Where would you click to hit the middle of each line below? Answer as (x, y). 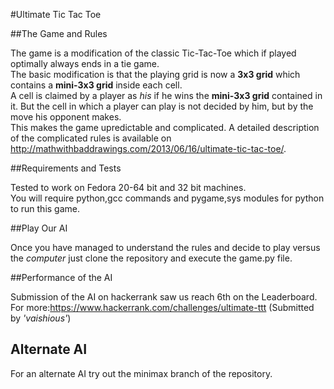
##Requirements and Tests (66, 168)
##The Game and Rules (59, 33)
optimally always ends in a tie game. (85, 63)
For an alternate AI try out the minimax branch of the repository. (141, 373)
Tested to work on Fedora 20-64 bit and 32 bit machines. (128, 187)
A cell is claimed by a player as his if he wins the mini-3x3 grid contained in (166, 95)
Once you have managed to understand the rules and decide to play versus (165, 247)
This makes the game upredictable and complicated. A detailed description (165, 127)
